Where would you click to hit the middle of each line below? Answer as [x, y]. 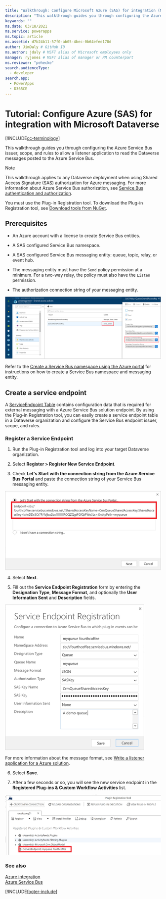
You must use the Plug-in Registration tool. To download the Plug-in [74, 202]
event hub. [23, 260]
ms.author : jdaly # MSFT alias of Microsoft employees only [68, 52]
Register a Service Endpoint [39, 439]
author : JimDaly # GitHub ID [35, 47]
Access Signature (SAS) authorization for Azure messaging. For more [76, 183]
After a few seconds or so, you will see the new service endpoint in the [84, 783]
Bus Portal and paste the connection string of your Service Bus [77, 479]
